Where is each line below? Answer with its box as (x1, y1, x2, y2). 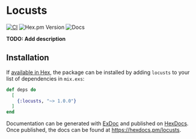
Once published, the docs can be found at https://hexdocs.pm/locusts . (6, 126, 182, 134)
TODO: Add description (6, 35, 66, 42)
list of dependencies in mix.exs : (6, 75, 85, 82)
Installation (6, 52, 49, 63)
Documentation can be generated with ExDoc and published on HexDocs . (6, 120, 189, 127)
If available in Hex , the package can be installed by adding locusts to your (6, 69, 190, 76)
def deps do (6, 87, 36, 93)
